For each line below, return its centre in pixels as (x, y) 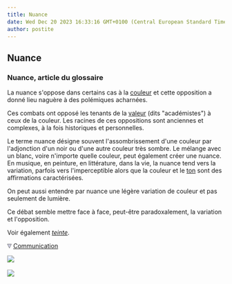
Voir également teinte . (39, 233)
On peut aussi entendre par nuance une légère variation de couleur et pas (112, 191)
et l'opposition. (28, 219)
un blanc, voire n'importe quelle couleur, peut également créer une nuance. (114, 156)
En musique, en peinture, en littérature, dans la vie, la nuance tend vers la (112, 163)
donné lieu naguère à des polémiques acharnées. (77, 100)
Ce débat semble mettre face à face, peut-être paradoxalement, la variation (115, 212)
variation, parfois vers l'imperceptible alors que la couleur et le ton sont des (115, 171)
